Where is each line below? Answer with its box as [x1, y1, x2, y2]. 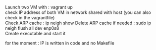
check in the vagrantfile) [5, 15, 55, 20]
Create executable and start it [5, 31, 66, 36]
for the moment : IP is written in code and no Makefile [5, 40, 115, 46]
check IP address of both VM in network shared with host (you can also [5, 9, 151, 15]
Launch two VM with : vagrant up [5, 4, 73, 10]
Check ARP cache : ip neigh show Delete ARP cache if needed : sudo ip [5, 20, 152, 26]
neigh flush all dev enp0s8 [5, 25, 59, 31]
